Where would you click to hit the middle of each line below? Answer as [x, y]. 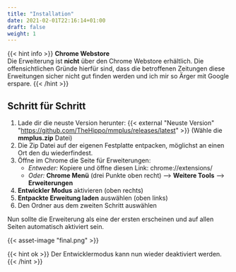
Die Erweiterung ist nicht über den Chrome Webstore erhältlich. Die [106, 61]
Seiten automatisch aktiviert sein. [56, 227]
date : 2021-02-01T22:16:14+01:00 [57, 20]
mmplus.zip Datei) [45, 138]
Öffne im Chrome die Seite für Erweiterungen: [84, 160]
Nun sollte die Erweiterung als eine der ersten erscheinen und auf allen [111, 219]
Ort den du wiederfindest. [55, 153]
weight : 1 [22, 34]
